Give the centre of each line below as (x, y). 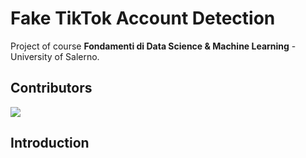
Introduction (50, 143)
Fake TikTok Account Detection (143, 18)
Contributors (51, 88)
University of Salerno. (55, 56)
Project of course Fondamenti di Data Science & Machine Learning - (153, 46)
